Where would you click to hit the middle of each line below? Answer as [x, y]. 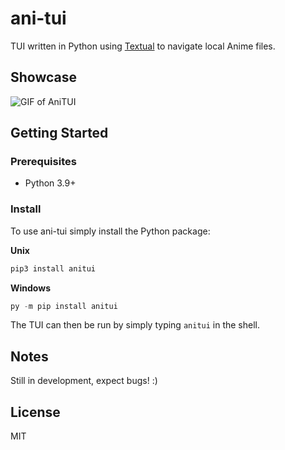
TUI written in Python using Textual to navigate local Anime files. [143, 46]
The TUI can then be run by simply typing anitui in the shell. [135, 325]
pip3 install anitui [53, 268]
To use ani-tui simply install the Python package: [110, 231]
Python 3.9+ [50, 183]
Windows [30, 288]
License [35, 412]
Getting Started [59, 133]
